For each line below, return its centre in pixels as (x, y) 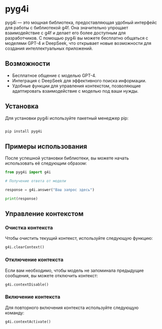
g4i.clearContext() (25, 247)
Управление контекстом (44, 214)
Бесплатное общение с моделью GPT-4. (54, 75)
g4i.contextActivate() (28, 322)
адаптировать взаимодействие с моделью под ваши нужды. (75, 91)
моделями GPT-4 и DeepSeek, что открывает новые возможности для (78, 43)
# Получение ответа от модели (36, 181)
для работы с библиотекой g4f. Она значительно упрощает (67, 27)
